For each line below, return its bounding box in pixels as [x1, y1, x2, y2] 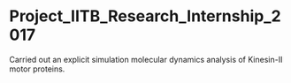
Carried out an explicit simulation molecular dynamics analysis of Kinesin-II [9, 54, 283, 64]
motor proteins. [9, 64, 65, 74]
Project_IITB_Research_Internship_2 [9, 6, 281, 26]
